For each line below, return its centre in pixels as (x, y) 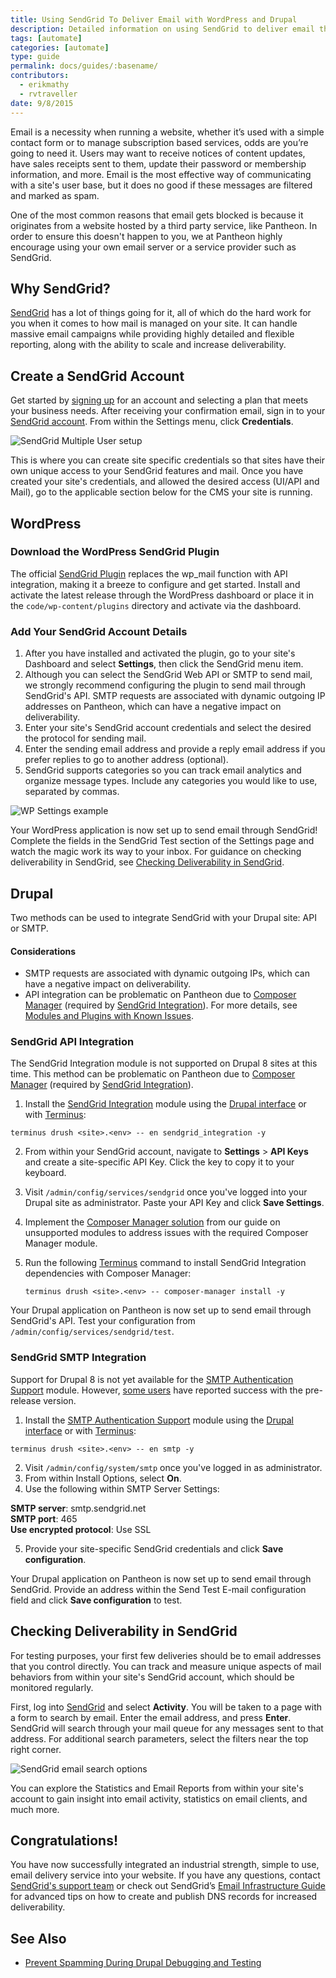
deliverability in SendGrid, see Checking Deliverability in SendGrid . (147, 862)
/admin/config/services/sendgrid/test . (92, 1332)
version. (60, 1400)
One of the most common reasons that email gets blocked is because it (157, 215)
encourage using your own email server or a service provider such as (153, 247)
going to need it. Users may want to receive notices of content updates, (158, 153)
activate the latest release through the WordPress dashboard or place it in (162, 595)
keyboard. (45, 1173)
